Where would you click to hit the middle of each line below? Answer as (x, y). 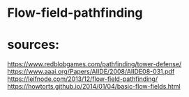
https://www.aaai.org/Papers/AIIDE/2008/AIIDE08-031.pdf (91, 72)
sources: (33, 45)
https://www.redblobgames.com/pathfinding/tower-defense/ (94, 64)
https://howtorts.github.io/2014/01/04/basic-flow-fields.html (94, 87)
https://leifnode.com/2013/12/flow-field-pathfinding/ (83, 79)
